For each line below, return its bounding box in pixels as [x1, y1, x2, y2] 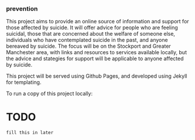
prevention [6, 5, 38, 13]
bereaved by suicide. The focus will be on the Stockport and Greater [6, 43, 171, 50]
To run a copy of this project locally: [6, 90, 93, 97]
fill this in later [6, 130, 54, 136]
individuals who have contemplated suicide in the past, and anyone [6, 37, 168, 44]
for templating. [6, 79, 42, 86]
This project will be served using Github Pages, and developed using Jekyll [6, 72, 187, 80]
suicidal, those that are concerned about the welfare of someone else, [6, 30, 176, 37]
